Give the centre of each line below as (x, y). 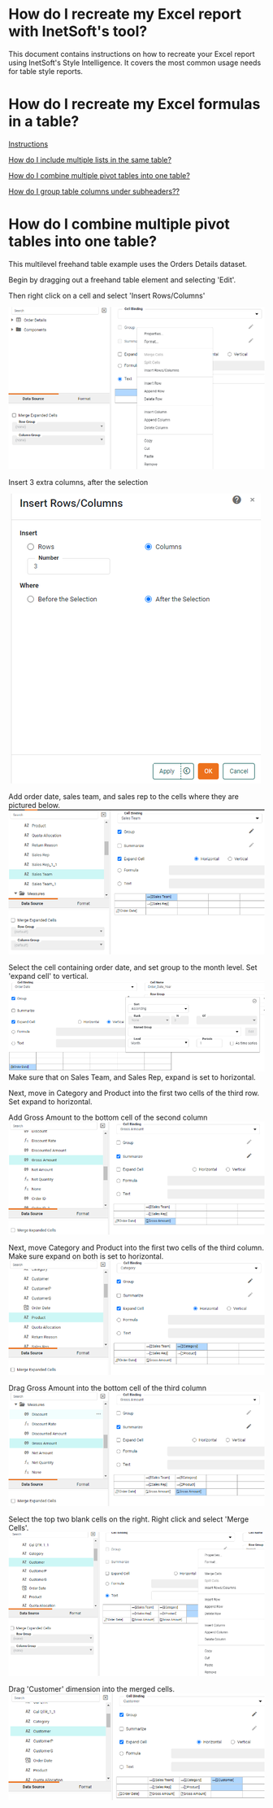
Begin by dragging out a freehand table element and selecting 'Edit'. (122, 279)
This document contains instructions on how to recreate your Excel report (132, 54)
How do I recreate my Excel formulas (134, 105)
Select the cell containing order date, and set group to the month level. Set (133, 967)
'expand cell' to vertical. (49, 976)
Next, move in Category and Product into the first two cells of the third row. (134, 1093)
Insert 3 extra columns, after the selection (78, 482)
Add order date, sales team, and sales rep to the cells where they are (124, 796)
